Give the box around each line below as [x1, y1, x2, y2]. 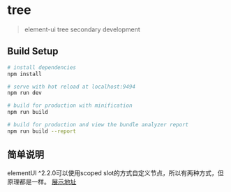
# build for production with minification [7, 102, 133, 110]
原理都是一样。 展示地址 [7, 177, 77, 186]
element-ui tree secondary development [24, 25, 141, 34]
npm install [7, 71, 42, 77]
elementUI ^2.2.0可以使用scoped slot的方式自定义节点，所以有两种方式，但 [7, 168, 225, 177]
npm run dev [7, 89, 42, 96]
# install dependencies [7, 64, 77, 71]
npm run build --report [7, 128, 77, 135]
